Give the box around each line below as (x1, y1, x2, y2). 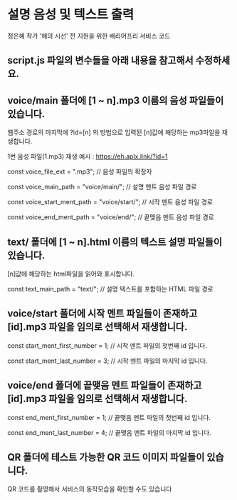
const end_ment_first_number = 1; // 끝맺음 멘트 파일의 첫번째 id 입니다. (7, 413, 211, 421)
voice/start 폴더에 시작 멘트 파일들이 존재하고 (7, 308, 198, 320)
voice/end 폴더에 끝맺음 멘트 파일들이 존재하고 (7, 379, 202, 391)
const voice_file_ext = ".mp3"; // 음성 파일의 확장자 (7, 167, 153, 176)
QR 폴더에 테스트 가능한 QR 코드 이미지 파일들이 (7, 451, 205, 463)
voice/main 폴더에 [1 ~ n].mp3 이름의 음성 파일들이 (7, 94, 224, 106)
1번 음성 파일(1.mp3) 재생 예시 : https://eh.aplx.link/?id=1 (7, 152, 169, 161)
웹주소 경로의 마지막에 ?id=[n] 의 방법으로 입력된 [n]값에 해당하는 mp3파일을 (7, 128, 221, 136)
